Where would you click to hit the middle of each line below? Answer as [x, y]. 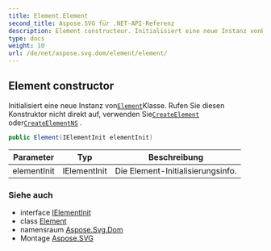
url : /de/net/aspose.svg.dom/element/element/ [88, 53]
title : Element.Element [48, 16]
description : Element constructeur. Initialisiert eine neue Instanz [128, 31]
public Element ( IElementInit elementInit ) [81, 137]
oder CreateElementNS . [45, 123]
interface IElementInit [55, 212]
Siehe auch [31, 195]
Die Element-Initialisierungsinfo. [176, 170]
